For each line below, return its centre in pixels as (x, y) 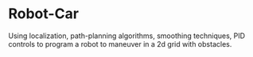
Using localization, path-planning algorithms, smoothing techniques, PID (127, 36)
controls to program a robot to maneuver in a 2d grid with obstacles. (120, 44)
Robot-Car (44, 14)
